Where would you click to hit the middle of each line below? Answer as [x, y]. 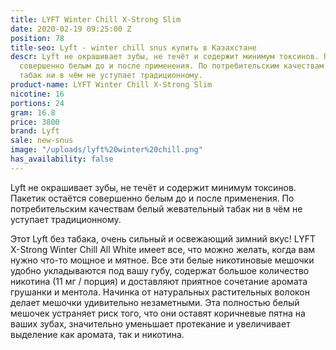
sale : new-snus [42, 141]
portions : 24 [37, 103]
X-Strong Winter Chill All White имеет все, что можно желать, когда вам [163, 249]
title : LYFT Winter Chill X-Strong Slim [96, 19]
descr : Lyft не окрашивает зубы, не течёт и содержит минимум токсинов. [165, 57]
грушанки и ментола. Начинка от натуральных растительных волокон [160, 292]
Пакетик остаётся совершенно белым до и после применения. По [152, 198]
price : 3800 [35, 122]
